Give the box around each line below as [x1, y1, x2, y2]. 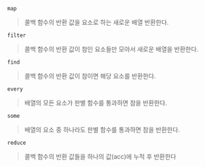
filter [7, 32, 26, 39]
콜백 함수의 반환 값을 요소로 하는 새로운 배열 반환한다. [24, 18, 169, 26]
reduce [7, 139, 26, 146]
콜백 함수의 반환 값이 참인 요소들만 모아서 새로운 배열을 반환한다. [24, 45, 199, 53]
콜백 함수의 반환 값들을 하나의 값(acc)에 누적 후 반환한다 [24, 152, 177, 161]
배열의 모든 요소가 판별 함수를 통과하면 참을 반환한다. [24, 99, 167, 107]
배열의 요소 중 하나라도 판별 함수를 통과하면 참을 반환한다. [24, 125, 181, 134]
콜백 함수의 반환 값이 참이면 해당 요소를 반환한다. [24, 72, 156, 80]
